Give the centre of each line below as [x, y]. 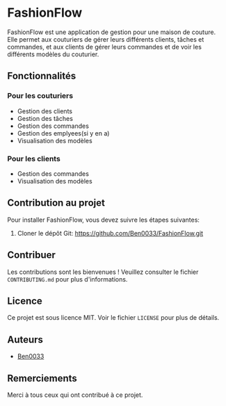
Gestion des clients [45, 111]
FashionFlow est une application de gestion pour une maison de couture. [112, 32]
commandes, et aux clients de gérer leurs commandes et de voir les [104, 47]
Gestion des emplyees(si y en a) [63, 133]
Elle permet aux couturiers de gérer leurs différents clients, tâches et [106, 39]
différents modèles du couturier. [53, 54]
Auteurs [25, 340]
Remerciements [42, 378]
